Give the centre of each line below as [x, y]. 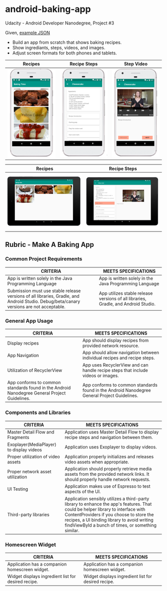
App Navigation [23, 355]
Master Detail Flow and [31, 432]
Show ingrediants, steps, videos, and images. [59, 47]
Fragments [18, 437]
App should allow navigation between [121, 353]
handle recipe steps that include [115, 370]
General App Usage [29, 321]
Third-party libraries [28, 514]
